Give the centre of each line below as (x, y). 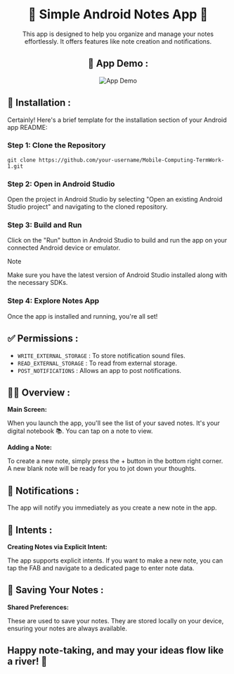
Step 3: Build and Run (45, 225)
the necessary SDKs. (38, 283)
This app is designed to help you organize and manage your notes (118, 34)
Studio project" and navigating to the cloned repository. (87, 207)
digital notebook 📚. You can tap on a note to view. (80, 431)
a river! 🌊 (27, 662)
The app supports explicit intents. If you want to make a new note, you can (115, 560)
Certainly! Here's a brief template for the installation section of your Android (117, 120)
